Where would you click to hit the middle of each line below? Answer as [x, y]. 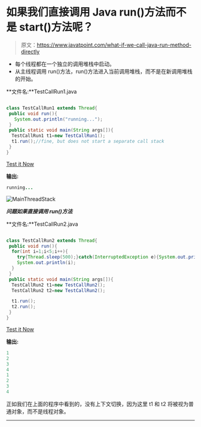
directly [30, 51]
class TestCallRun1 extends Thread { [52, 108]
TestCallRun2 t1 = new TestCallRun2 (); [59, 285]
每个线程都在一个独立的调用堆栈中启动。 [65, 64]
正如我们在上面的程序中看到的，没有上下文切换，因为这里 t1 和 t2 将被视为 [98, 404]
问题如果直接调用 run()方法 [39, 211]
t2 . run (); [24, 307]
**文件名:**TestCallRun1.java [42, 91]
